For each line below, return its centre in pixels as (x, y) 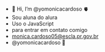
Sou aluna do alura (35, 17)
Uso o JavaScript (33, 24)
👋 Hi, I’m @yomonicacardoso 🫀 (50, 9)
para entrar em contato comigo (50, 30)
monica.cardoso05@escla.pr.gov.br (55, 36)
